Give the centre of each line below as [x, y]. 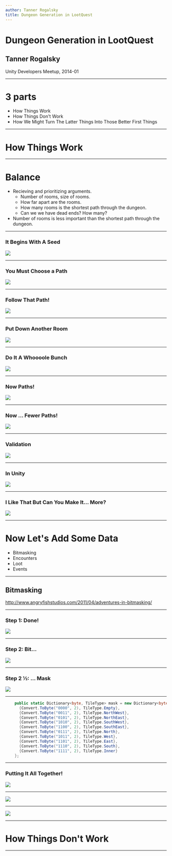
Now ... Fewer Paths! [31, 415]
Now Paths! [20, 386]
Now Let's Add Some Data [62, 539]
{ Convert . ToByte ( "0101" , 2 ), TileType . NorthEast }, [74, 718]
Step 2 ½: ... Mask [28, 678]
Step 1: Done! [22, 620]
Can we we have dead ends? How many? [64, 213]
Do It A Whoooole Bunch [36, 358]
